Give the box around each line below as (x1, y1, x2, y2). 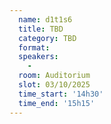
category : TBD (18, 33, 77, 43)
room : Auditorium (18, 71, 91, 81)
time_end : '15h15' (18, 98, 96, 108)
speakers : (18, 52, 59, 62)
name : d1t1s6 (18, 14, 73, 25)
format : (18, 42, 51, 53)
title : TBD (18, 24, 64, 34)
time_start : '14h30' (18, 89, 104, 99)
